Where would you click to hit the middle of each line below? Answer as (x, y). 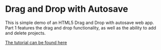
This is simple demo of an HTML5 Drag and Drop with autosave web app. (80, 23)
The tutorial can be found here (36, 42)
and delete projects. (25, 33)
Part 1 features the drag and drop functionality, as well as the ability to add (81, 27)
